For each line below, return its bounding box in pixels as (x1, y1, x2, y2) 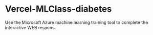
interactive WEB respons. (5, 24, 56, 30)
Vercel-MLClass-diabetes (5, 3, 112, 15)
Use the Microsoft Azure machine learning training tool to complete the (5, 19, 148, 25)
